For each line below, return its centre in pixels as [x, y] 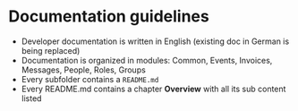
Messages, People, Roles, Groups [84, 70]
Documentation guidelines [109, 17]
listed [31, 98]
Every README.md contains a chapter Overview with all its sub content [153, 89]
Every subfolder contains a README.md [90, 79]
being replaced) [51, 50]
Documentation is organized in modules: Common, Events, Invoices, [147, 60]
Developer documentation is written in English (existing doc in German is [155, 41]
